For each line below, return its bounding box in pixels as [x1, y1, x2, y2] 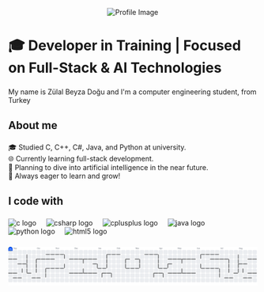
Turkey [8, 96, 31, 105]
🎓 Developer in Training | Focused [8, 36, 241, 55]
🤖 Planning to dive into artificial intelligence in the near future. [8, 163, 209, 173]
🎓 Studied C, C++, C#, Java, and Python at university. [8, 142, 187, 152]
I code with [8, 194, 64, 207]
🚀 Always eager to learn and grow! [8, 171, 121, 181]
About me [8, 119, 58, 132]
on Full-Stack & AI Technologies [8, 59, 222, 77]
